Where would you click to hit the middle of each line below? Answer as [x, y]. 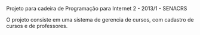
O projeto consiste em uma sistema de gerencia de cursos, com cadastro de [100, 20]
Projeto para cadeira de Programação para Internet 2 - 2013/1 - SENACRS [97, 8]
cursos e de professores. [37, 26]
